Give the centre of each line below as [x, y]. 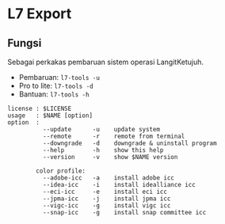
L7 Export [40, 14]
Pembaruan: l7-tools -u [59, 77]
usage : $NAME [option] [50, 116]
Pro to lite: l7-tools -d [56, 85]
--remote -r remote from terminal [114, 136]
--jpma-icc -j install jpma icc [107, 199]
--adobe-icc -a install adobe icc [109, 178]
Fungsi [25, 43]
